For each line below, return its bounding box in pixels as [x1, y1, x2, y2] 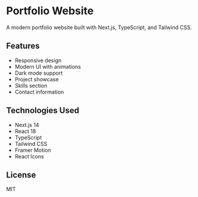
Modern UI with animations [14, 63, 81, 70]
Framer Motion [14, 147, 52, 154]
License [6, 170, 36, 180]
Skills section [14, 82, 48, 89]
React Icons [14, 152, 45, 160]
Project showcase [14, 75, 59, 82]
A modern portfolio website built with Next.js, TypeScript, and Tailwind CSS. [6, 24, 192, 31]
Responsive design [14, 56, 62, 63]
